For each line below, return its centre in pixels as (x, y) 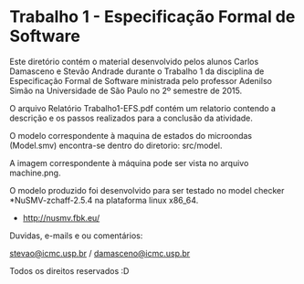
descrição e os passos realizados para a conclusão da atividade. (131, 118)
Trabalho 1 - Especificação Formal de (152, 17)
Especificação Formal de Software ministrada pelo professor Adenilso (141, 80)
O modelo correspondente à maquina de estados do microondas (131, 135)
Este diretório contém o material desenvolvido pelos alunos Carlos (134, 61)
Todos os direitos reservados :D (69, 270)
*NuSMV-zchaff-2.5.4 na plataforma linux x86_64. (104, 200)
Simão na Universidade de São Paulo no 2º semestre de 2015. (126, 90)
